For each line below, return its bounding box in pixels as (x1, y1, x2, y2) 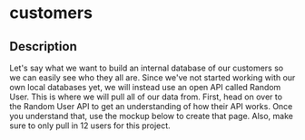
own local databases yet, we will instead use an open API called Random (9, 82, 281, 92)
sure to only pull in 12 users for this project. (9, 120, 171, 131)
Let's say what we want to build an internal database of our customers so (9, 62, 284, 73)
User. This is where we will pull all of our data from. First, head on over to (9, 91, 283, 102)
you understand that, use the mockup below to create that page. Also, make (9, 111, 293, 121)
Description (9, 39, 77, 54)
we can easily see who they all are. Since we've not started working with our (9, 72, 296, 83)
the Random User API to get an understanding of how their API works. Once (9, 101, 293, 111)
